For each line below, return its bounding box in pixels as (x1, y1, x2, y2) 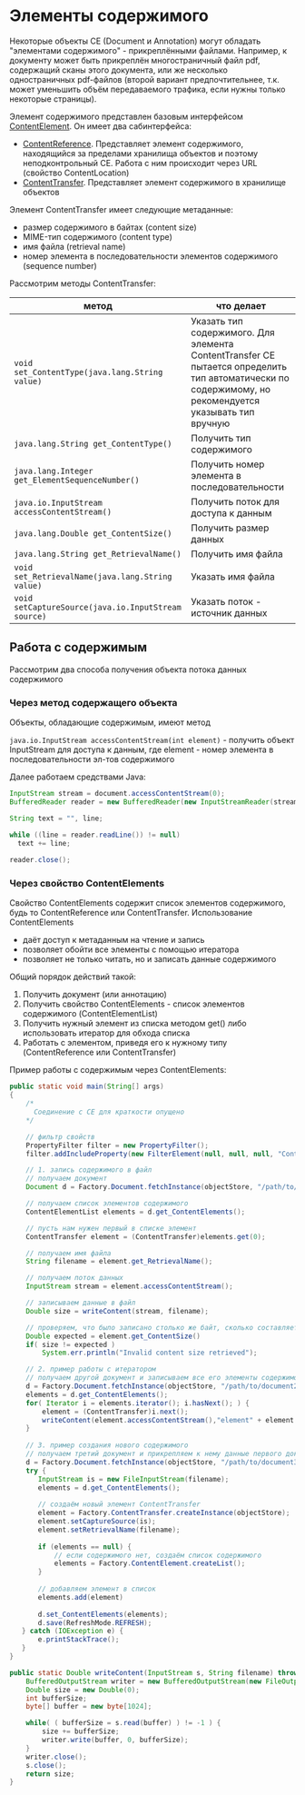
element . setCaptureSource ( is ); (37, 1517, 156, 1526)
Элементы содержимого (9, 5, 209, 26)
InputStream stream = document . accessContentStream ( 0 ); (9, 789, 225, 798)
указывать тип (190, 405, 255, 418)
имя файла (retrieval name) (22, 241, 126, 252)
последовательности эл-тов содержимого (9, 754, 175, 765)
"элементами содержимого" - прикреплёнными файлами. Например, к (9, 45, 288, 55)
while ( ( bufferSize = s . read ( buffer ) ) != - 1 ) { (25, 1719, 221, 1728)
